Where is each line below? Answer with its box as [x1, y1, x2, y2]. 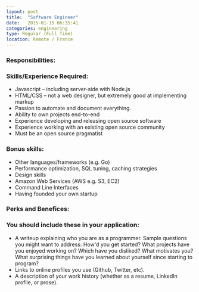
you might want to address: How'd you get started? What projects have [14, 241, 189, 248]
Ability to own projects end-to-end [14, 111, 100, 118]
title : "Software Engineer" [6, 14, 79, 20]
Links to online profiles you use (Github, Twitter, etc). [14, 266, 145, 273]
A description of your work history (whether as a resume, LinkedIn [14, 272, 178, 279]
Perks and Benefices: [6, 205, 70, 213]
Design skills [14, 171, 46, 178]
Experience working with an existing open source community [14, 123, 165, 131]
